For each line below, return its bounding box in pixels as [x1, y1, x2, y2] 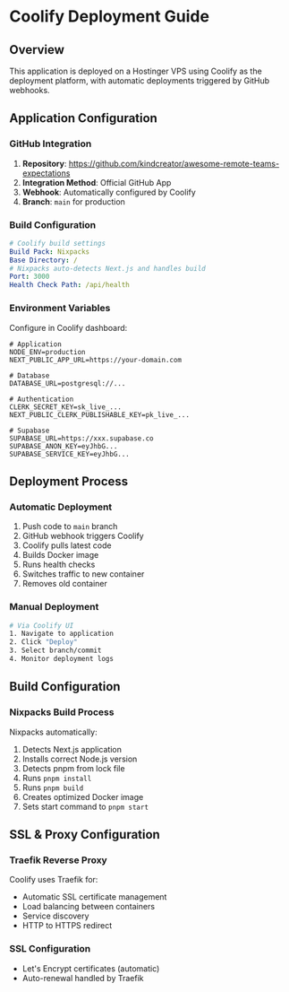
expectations [21, 168, 71, 178]
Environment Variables [9, 302, 111, 315]
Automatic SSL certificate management [21, 892, 167, 902]
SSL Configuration [9, 943, 91, 955]
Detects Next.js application [21, 744, 123, 754]
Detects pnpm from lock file [21, 762, 125, 773]
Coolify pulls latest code [21, 540, 112, 551]
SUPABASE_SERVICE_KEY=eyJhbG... [9, 449, 130, 458]
